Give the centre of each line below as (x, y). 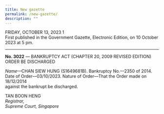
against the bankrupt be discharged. (41, 87)
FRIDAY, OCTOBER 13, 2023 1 (35, 33)
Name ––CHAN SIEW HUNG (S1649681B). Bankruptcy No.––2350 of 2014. (79, 71)
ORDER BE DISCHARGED (30, 62)
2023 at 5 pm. (19, 43)
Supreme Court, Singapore (32, 106)
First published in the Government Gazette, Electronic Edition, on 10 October (82, 37)
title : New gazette (25, 9)
